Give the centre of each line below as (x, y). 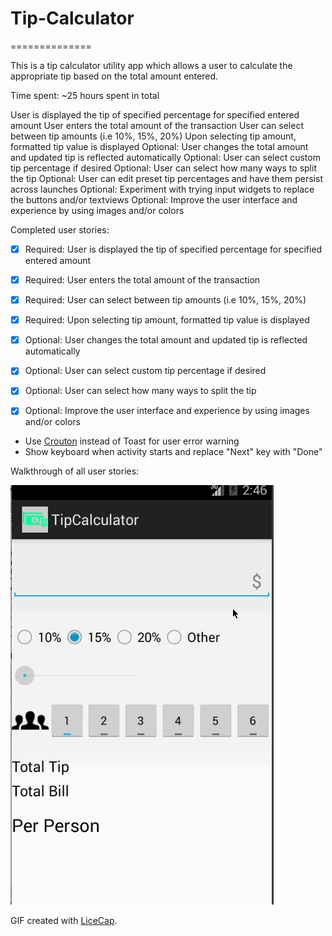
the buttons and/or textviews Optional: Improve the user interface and (154, 199)
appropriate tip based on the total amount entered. (114, 76)
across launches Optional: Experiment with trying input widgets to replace (162, 189)
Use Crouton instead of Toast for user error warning (132, 441)
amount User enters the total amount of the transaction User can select (157, 125)
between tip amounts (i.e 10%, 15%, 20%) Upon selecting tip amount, (153, 136)
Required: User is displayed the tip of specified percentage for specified (173, 249)
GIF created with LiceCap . (64, 921)
